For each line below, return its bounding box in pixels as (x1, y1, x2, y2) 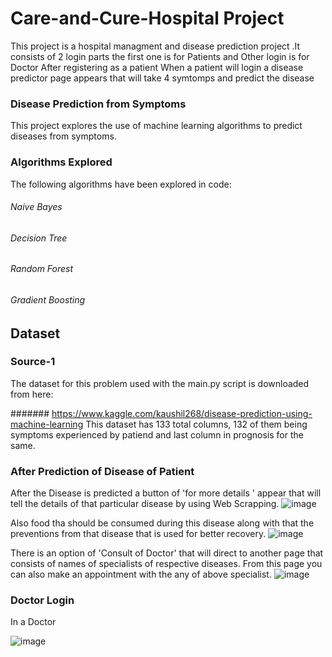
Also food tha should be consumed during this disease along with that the (10, 517, 315, 529)
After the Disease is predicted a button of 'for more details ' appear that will (10, 487, 322, 499)
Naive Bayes (10, 201, 63, 213)
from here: (10, 388, 54, 400)
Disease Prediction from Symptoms (10, 97, 187, 111)
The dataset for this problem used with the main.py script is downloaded (10, 377, 310, 389)
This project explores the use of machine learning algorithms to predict (10, 120, 303, 132)
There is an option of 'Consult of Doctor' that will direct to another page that (10, 547, 324, 559)
